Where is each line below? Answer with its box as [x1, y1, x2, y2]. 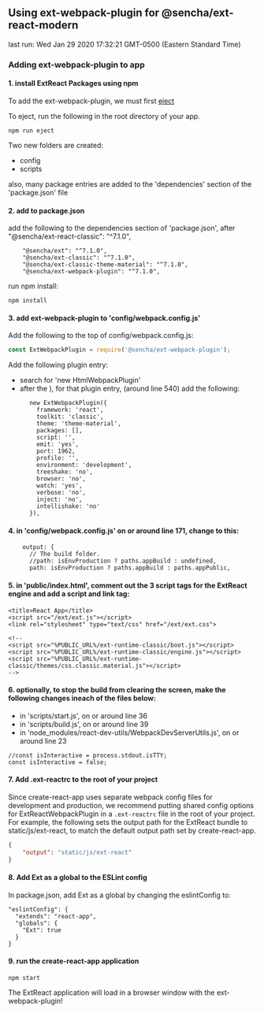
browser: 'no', [36, 475, 87, 483]
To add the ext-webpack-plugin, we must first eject [8, 96, 175, 106]
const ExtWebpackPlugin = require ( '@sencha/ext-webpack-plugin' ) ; [8, 346, 231, 354]
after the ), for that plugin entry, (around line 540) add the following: [19, 384, 240, 393]
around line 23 [19, 736, 67, 745]
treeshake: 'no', [36, 468, 93, 476]
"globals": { [15, 919, 58, 927]
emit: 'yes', [36, 440, 80, 448]
